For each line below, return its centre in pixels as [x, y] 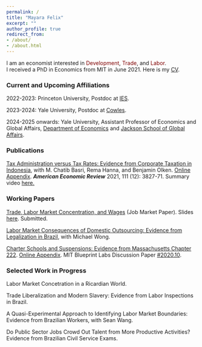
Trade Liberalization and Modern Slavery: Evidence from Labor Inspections [100, 295]
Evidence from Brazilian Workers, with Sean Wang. [70, 320]
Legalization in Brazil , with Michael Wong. [58, 237]
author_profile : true [34, 29]
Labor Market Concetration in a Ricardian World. [67, 284]
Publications [25, 150]
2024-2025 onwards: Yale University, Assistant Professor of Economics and [101, 122]
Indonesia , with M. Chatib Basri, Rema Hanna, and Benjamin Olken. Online [99, 170]
